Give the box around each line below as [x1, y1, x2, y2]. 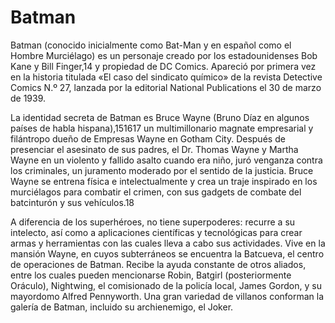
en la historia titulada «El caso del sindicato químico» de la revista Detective [10, 71, 323, 83]
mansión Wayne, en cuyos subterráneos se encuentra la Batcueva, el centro [10, 247, 325, 260]
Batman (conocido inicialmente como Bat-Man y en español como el [10, 39, 292, 51]
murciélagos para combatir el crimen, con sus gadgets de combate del [10, 186, 302, 198]
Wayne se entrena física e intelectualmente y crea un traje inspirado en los [10, 175, 318, 187]
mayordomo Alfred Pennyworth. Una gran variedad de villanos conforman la [10, 290, 325, 302]
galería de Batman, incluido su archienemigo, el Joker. [10, 301, 234, 313]
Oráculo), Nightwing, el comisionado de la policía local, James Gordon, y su [10, 279, 322, 291]
